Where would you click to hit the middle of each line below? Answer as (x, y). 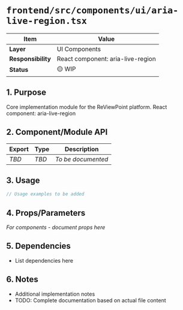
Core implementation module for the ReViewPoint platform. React (87, 107)
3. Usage (23, 180)
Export (19, 149)
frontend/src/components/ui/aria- (92, 10)
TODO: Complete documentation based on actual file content (90, 300)
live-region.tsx (46, 21)
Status (19, 70)
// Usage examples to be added (45, 194)
